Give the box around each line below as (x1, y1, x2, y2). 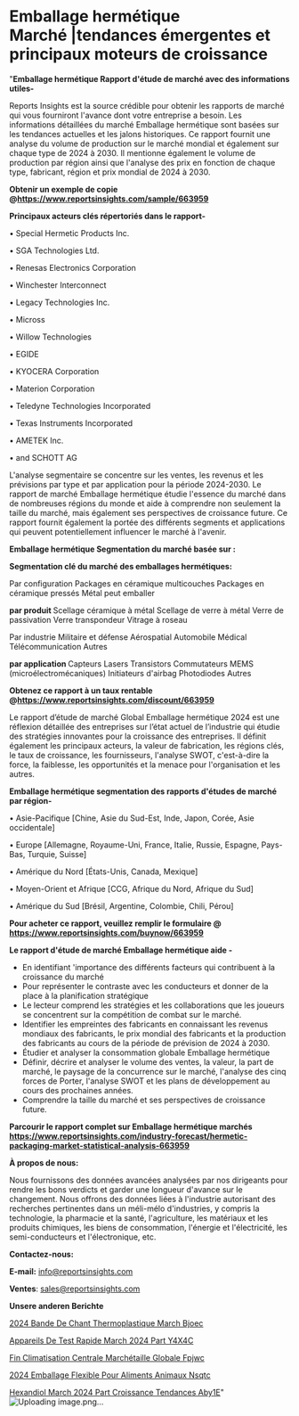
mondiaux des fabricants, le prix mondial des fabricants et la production (21, 1027, 287, 1039)
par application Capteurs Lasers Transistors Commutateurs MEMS (9, 658, 254, 669)
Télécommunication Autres (9, 641, 109, 651)
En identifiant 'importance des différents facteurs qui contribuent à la (21, 962, 276, 972)
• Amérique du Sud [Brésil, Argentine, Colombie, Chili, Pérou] (9, 900, 234, 911)
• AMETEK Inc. (9, 435, 64, 446)
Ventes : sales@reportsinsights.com (9, 1283, 141, 1294)
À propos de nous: (9, 1157, 79, 1168)
